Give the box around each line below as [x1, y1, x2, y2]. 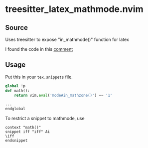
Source [5, 23, 28, 32]
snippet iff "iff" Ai [5, 130, 50, 135]
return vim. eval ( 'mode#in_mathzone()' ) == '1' [14, 93, 113, 98]
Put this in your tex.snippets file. [5, 74, 73, 80]
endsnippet [5, 138, 28, 143]
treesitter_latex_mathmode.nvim [5, 3, 144, 15]
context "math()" [5, 125, 41, 130]
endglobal [5, 106, 26, 112]
